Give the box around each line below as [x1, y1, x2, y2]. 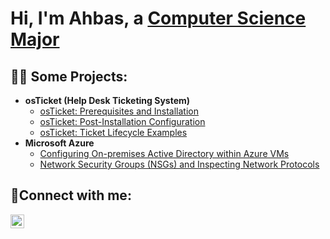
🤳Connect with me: [10, 187, 132, 204]
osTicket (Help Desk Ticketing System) [24, 95, 191, 106]
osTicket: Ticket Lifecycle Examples [39, 127, 188, 138]
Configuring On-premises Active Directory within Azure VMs [39, 148, 290, 159]
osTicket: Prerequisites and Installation [39, 105, 200, 117]
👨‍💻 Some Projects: [10, 68, 128, 85]
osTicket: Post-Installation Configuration [39, 116, 206, 127]
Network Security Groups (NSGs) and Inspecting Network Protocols [39, 158, 320, 170]
